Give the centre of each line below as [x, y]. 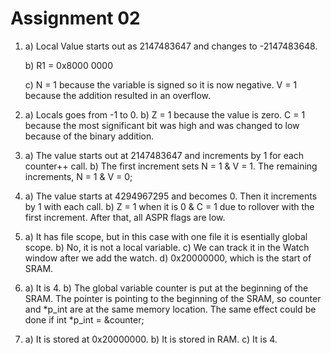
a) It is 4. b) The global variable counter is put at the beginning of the [166, 288]
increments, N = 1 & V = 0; [78, 176]
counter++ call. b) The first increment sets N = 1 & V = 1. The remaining [171, 166]
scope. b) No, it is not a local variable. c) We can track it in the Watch [167, 247]
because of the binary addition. [89, 136]
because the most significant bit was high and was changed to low [162, 125]
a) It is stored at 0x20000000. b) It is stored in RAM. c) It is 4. [151, 339]
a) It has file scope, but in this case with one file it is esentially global [166, 236]
